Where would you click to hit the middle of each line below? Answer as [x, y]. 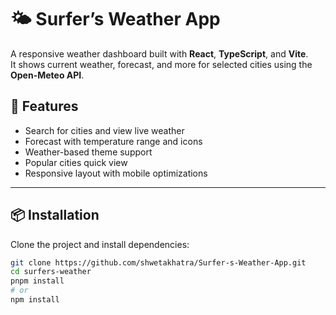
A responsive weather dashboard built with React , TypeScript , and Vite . [159, 53]
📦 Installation [55, 215]
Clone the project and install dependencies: [100, 244]
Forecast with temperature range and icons [113, 141]
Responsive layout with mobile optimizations [116, 173]
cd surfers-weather [51, 272]
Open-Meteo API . [47, 75]
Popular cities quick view [76, 162]
